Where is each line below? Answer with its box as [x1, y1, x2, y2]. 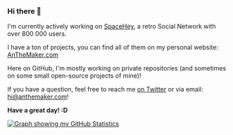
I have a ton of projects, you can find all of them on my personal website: [7, 43, 219, 52]
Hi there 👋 [7, 6, 42, 16]
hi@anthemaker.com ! [7, 92, 69, 101]
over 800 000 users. [7, 29, 67, 38]
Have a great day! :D [7, 106, 68, 115]
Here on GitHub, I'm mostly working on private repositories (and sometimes [7, 64, 227, 73]
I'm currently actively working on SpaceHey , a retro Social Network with [7, 22, 216, 31]
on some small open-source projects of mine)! [7, 71, 141, 80]
